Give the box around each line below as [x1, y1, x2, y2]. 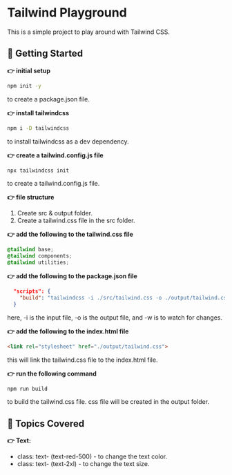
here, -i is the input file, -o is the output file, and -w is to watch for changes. [7, 313, 223, 322]
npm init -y [7, 82, 41, 89]
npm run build [7, 385, 48, 392]
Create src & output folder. [17, 209, 93, 217]
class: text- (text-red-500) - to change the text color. [17, 452, 168, 461]
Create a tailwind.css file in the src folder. [17, 216, 135, 225]
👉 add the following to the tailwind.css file [7, 230, 133, 239]
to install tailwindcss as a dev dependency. [7, 137, 129, 146]
